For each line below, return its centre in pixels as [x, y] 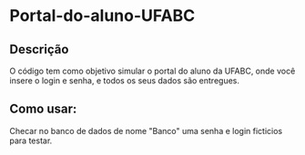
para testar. [31, 140]
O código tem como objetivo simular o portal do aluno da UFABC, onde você [152, 71]
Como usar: [43, 109]
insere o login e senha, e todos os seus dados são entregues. [124, 81]
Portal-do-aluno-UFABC [102, 16]
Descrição [39, 49]
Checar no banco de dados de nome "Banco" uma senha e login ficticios [146, 131]
